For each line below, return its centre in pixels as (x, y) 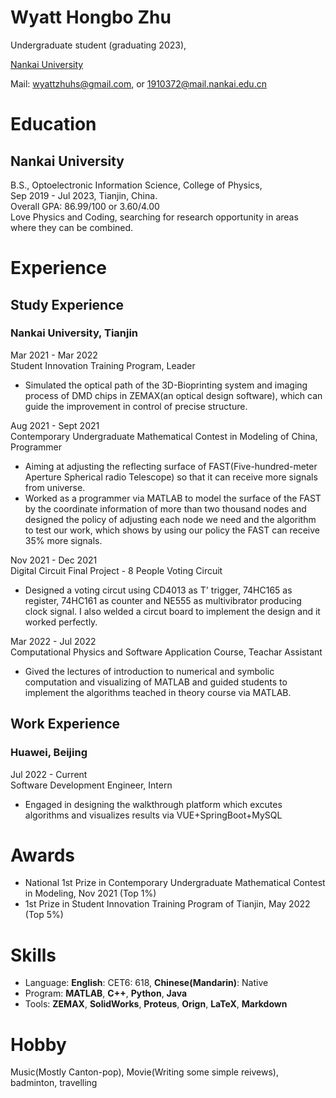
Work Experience (65, 724)
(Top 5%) (44, 915)
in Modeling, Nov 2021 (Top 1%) (90, 893)
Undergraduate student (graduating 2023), (98, 45)
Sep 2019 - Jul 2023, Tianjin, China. (84, 195)
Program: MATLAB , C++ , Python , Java (106, 993)
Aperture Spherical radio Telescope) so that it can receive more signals (171, 477)
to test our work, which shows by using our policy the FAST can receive (172, 530)
